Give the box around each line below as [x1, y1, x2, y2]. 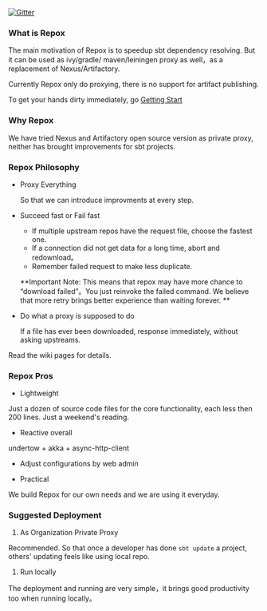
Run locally [19, 567, 57, 577]
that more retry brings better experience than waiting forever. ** [19, 296, 230, 305]
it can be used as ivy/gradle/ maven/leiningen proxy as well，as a [8, 55, 223, 65]
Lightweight [19, 388, 59, 399]
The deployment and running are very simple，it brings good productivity [8, 584, 249, 593]
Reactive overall [19, 428, 73, 438]
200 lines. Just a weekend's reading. [8, 412, 130, 423]
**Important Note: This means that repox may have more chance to [19, 276, 243, 287]
